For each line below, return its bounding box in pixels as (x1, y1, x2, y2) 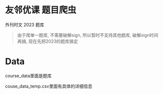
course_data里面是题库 (5, 72, 52, 79)
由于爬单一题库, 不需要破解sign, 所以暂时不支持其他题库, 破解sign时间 (17, 32, 159, 38)
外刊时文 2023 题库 (5, 22, 44, 28)
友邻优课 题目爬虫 (5, 4, 76, 16)
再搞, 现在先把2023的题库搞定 (17, 38, 78, 44)
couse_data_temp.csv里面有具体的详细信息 (5, 83, 93, 89)
